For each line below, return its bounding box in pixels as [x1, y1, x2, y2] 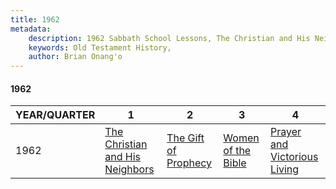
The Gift [166, 131, 205, 145]
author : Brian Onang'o [28, 52, 123, 62]
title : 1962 [10, 14, 60, 25]
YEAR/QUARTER [15, 108, 96, 122]
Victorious [270, 150, 319, 164]
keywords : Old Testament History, [28, 42, 172, 53]
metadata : [10, 24, 52, 34]
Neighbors [104, 162, 155, 176]
